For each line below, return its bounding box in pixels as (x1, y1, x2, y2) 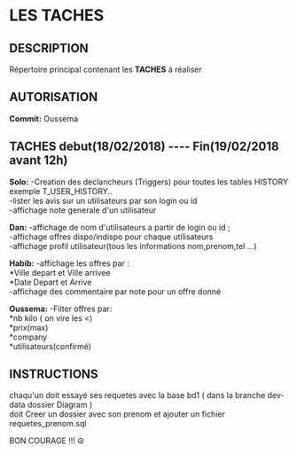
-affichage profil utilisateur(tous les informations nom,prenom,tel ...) (9, 240, 257, 251)
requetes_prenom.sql (9, 418, 87, 429)
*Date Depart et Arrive (9, 277, 92, 287)
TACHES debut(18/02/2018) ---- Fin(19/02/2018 (9, 139, 279, 154)
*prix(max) (9, 322, 49, 332)
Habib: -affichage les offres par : (9, 258, 130, 269)
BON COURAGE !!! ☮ (9, 435, 85, 446)
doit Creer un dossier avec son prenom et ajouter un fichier (9, 409, 226, 419)
